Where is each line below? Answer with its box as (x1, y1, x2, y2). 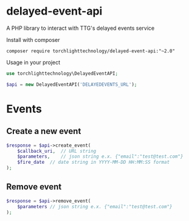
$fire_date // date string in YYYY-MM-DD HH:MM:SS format (17, 160, 170, 166)
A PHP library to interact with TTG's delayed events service (6, 24, 155, 32)
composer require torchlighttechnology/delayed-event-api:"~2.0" (6, 47, 175, 54)
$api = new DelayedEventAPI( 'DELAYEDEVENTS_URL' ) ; (6, 81, 137, 88)
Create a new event (6, 126, 81, 136)
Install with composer (6, 36, 60, 43)
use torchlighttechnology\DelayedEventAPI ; (6, 70, 119, 77)
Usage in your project (6, 58, 61, 66)
